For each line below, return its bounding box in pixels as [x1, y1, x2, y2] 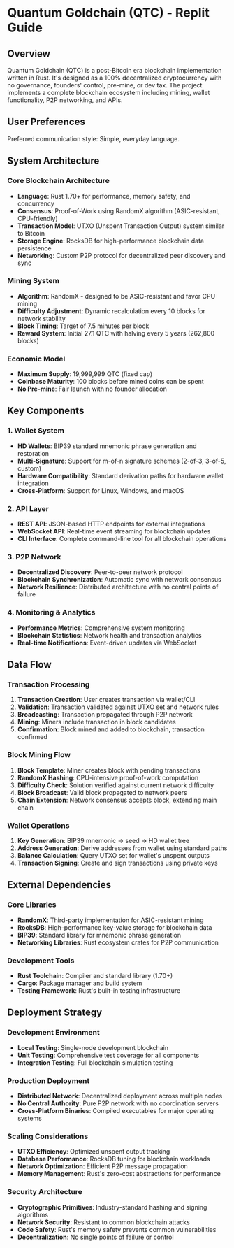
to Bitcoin [17, 229, 45, 237]
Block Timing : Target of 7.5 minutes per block [17, 322, 149, 330]
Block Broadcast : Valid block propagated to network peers [17, 788, 187, 796]
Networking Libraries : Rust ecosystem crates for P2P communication [17, 938, 219, 947]
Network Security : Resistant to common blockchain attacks [17, 1218, 190, 1226]
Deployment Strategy [7, 1007, 103, 1019]
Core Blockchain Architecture [7, 176, 110, 186]
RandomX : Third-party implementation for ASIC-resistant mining [17, 916, 204, 924]
